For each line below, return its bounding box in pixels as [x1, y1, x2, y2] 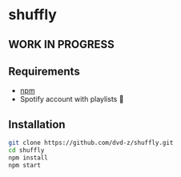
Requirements [8, 64, 80, 78]
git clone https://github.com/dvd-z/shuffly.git [8, 139, 174, 147]
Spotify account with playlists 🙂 [19, 95, 124, 104]
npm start [8, 161, 42, 169]
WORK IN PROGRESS [8, 38, 115, 51]
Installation [8, 118, 66, 131]
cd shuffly [8, 147, 45, 155]
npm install [8, 154, 48, 162]
